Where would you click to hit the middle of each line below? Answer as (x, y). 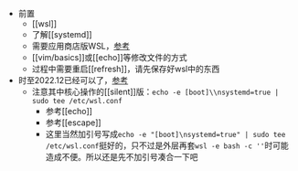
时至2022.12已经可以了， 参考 (73, 80)
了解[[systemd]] (62, 34)
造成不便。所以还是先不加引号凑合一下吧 (122, 157)
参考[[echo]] (69, 111)
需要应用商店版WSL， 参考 (81, 46)
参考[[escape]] (74, 123)
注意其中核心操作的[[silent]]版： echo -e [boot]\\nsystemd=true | (155, 91)
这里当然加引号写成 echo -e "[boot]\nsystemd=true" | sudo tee (165, 134)
